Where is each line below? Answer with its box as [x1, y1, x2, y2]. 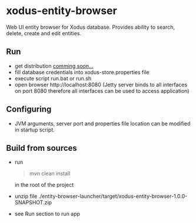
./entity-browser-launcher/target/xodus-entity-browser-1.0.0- [38, 192, 188, 200]
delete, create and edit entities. [6, 29, 81, 36]
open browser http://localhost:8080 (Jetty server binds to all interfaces [14, 81, 188, 88]
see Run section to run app [14, 210, 81, 218]
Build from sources [6, 143, 78, 153]
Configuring [6, 104, 52, 114]
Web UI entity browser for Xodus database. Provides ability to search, [6, 23, 175, 31]
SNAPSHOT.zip [14, 199, 52, 206]
